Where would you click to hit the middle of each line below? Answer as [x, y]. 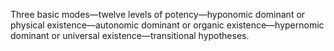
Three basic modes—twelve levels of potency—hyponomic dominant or [158, 14]
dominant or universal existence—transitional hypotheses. [130, 35]
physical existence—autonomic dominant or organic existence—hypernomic [167, 25]
